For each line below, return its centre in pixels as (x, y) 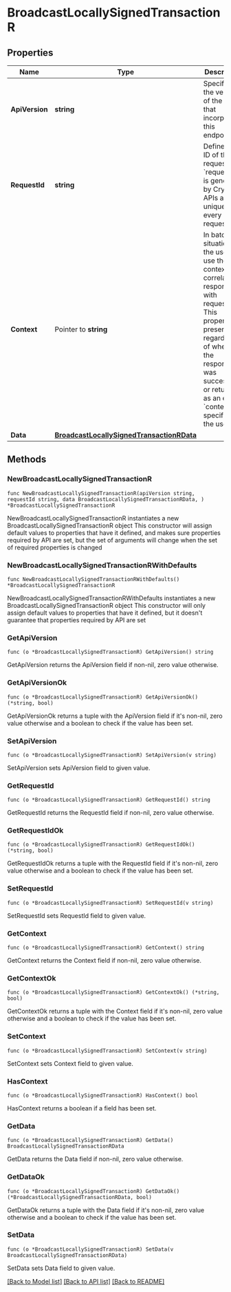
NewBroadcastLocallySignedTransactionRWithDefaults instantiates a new (111, 598)
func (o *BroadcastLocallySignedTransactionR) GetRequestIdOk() (101, 845)
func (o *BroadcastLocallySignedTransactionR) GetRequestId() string (109, 800)
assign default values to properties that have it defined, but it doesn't (105, 613)
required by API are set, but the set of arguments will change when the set (112, 540)
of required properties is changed (55, 547)
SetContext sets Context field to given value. (70, 1063)
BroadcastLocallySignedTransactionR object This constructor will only (107, 605)
